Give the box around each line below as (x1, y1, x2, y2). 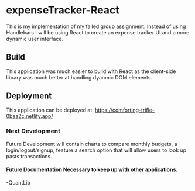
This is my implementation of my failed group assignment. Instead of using (6, 23, 186, 30)
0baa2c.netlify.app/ (6, 112, 54, 120)
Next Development (6, 127, 60, 135)
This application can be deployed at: (6, 106, 94, 113)
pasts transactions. (6, 152, 53, 159)
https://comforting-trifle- (94, 106, 155, 113)
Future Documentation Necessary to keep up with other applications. (6, 166, 178, 173)
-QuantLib (6, 179, 31, 186)
